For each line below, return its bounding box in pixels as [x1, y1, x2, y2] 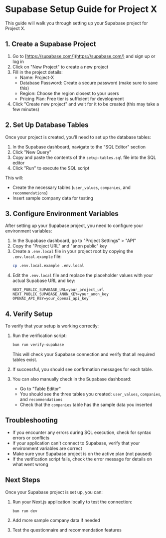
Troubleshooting [5, 416, 58, 424]
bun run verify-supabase [12, 342, 64, 347]
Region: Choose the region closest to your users [19, 90, 119, 96]
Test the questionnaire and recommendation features [12, 527, 122, 533]
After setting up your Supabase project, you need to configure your [5, 222, 144, 228]
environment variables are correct [12, 445, 82, 451]
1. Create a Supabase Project [5, 40, 96, 48]
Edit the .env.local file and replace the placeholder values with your [12, 272, 153, 278]
